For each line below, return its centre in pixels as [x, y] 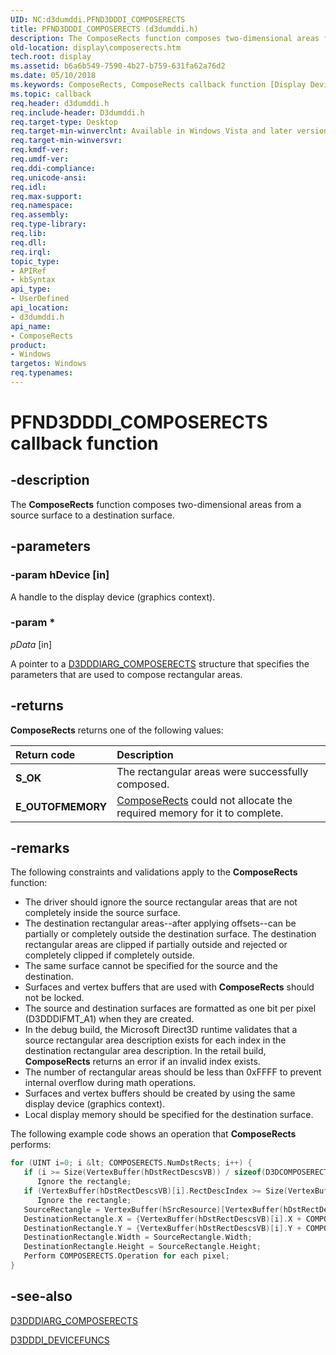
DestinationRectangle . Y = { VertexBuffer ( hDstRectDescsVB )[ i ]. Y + [162, 1228]
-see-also [41, 1296]
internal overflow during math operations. [110, 1083]
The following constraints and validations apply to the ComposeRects [154, 872]
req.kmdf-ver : [40, 150]
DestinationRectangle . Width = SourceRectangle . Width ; [138, 1237]
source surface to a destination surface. [92, 515]
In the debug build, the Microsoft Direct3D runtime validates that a [161, 1030]
